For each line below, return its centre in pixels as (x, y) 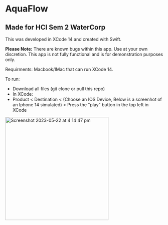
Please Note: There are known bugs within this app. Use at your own (76, 49)
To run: (13, 79)
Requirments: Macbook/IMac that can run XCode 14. (59, 69)
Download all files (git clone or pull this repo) (59, 89)
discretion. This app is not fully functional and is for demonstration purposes (84, 54)
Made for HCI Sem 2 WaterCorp (55, 27)
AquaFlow (27, 9)
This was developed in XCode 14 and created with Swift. (63, 39)
